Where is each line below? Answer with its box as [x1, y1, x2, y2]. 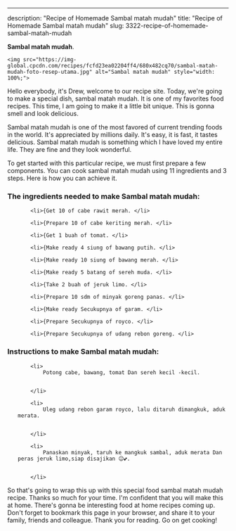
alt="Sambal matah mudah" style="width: [95, 68, 216, 75]
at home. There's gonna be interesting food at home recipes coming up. [7, 501, 216, 509]
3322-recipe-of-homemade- [125, 22, 209, 30]
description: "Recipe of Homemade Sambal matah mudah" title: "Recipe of [7, 14, 223, 22]
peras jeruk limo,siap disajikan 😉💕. [17, 455, 131, 462]
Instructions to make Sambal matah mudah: [7, 347, 159, 357]
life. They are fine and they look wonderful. [7, 146, 132, 153]
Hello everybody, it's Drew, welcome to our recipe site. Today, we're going [7, 87, 223, 95]
